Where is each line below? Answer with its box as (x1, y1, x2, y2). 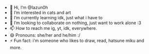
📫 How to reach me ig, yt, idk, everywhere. (9, 26, 97, 31)
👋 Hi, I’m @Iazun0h (9, 5, 48, 10)
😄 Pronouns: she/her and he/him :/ (9, 32, 80, 38)
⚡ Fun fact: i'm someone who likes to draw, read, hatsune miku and (9, 38, 145, 43)
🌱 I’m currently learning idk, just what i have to (9, 15, 103, 20)
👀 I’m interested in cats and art (9, 10, 72, 15)
